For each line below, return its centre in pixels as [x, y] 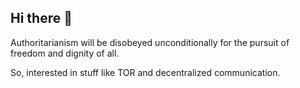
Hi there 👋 [41, 18]
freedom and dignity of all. [65, 53]
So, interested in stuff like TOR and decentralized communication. [145, 72]
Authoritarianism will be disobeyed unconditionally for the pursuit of [150, 42]
